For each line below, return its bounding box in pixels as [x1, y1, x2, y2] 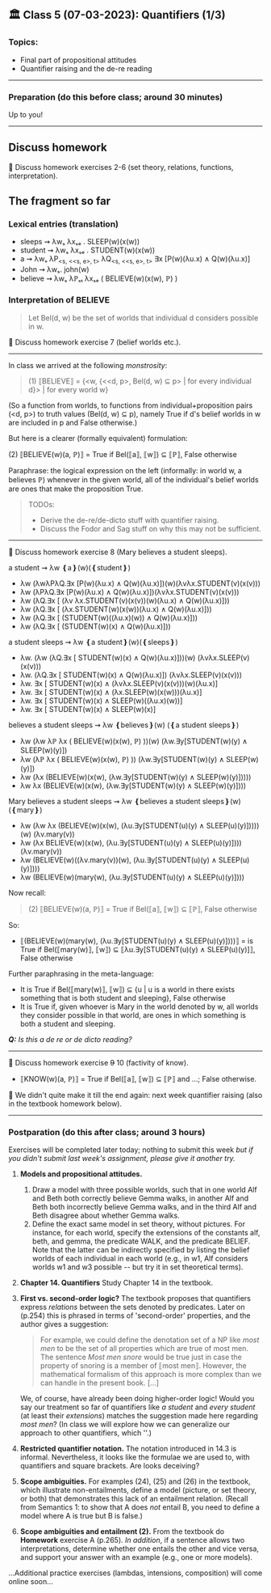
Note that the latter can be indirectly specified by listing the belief [31, 1244, 250, 1254]
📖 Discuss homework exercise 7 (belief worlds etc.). [8, 337, 181, 347]
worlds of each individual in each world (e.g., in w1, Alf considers [31, 1253, 248, 1263]
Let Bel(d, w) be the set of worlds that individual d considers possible [27, 312, 259, 323]
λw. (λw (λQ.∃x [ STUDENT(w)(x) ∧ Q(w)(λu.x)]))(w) [19, 652, 196, 663]
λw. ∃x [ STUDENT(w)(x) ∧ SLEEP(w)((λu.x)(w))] [19, 696, 183, 705]
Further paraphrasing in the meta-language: [8, 968, 155, 978]
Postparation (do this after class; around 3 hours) [8, 1126, 206, 1138]
